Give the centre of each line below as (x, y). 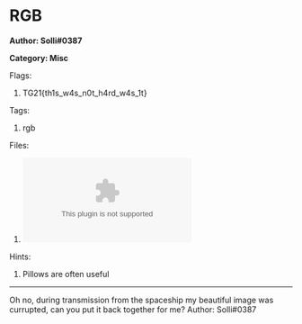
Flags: (21, 75)
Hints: (20, 256)
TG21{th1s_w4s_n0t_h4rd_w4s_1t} (84, 93)
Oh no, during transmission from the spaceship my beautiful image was (142, 300)
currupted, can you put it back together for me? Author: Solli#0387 (133, 309)
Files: (19, 145)
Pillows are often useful (66, 274)
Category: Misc (39, 58)
